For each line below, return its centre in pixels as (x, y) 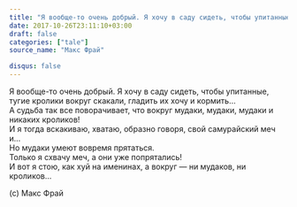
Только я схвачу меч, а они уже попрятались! (96, 157)
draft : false (33, 34)
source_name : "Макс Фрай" (57, 50)
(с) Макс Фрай (36, 193)
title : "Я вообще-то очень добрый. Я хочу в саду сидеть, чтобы (130, 17)
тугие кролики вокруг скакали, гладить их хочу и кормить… (122, 101)
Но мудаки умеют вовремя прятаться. (82, 148)
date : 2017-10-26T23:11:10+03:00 (71, 26)
